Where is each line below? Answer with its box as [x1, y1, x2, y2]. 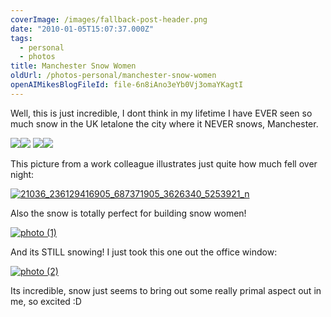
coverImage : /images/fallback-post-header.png [10, 14, 208, 25]
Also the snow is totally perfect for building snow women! [10, 207, 247, 219]
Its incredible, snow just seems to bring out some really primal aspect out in [10, 284, 322, 296]
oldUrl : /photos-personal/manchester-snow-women [10, 71, 217, 81]
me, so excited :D [10, 295, 82, 307]
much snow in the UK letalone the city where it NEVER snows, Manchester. [10, 117, 319, 130]
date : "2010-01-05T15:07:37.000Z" [10, 24, 155, 34]
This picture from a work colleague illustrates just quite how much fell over [10, 157, 318, 170]
